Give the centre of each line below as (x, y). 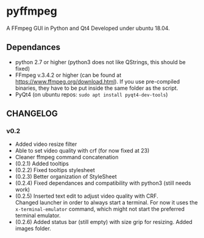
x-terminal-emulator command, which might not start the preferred (100, 209)
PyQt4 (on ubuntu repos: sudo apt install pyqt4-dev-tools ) (92, 94)
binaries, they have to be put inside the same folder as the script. (97, 88)
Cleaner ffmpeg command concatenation (67, 157)
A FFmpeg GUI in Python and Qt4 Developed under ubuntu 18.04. (88, 28)
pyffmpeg (32, 11)
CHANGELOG (32, 114)
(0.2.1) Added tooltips (42, 164)
